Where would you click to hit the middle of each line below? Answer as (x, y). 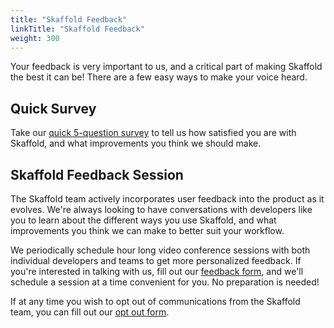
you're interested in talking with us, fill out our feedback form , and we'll (157, 271)
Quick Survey (53, 108)
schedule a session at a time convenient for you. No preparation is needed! (165, 282)
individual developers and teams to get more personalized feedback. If (156, 260)
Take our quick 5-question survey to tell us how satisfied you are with (153, 133)
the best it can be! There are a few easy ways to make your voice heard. (159, 77)
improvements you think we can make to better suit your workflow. (147, 230)
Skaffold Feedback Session (97, 174)
